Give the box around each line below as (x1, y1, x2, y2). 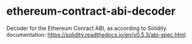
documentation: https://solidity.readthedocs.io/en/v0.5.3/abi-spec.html (6, 31, 186, 38)
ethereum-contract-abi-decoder (6, 4, 176, 18)
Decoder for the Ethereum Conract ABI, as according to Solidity (6, 24, 167, 32)
